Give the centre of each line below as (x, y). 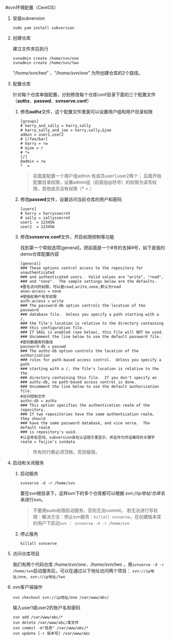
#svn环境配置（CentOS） (32, 7)
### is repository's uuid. (49, 432)
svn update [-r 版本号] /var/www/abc (51, 633)
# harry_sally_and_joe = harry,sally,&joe (66, 130)
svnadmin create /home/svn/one (46, 58)
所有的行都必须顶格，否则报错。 (66, 452)
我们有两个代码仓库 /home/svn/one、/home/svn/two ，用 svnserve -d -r (88, 564)
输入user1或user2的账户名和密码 (46, 607)
